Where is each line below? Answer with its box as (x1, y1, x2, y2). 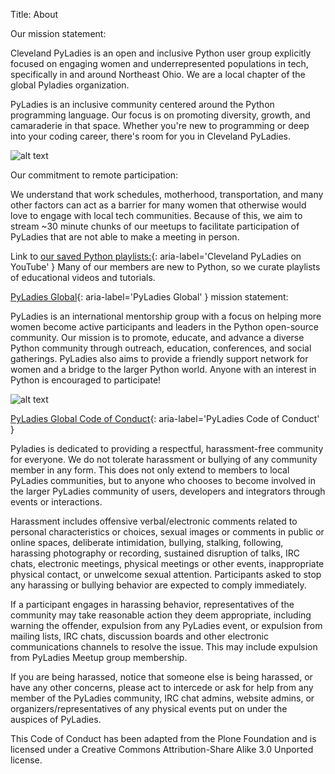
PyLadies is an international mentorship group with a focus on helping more (10, 310, 322, 322)
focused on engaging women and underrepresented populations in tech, (10, 58, 309, 69)
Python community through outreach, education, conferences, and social (10, 342, 312, 354)
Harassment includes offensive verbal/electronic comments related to (10, 515, 298, 527)
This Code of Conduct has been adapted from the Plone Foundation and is (10, 733, 317, 744)
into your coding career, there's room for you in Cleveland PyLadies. (10, 130, 292, 142)
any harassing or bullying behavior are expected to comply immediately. (10, 579, 307, 591)
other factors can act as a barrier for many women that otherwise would (10, 199, 307, 211)
